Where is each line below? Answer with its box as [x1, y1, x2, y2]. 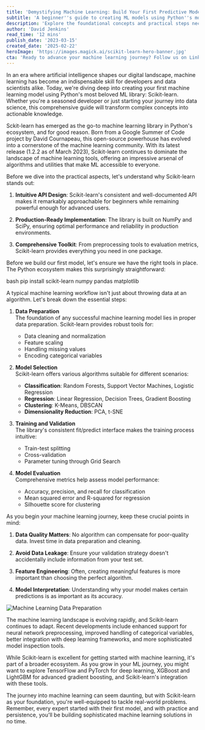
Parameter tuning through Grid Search [24, 458, 121, 465]
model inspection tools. [6, 642, 65, 649]
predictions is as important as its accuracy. [15, 592, 123, 599]
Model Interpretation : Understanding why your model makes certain [15, 586, 188, 593]
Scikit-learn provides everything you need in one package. [15, 247, 163, 254]
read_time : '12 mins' [6, 32, 62, 38]
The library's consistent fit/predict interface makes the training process [15, 426, 195, 434]
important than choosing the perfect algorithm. [15, 574, 133, 581]
